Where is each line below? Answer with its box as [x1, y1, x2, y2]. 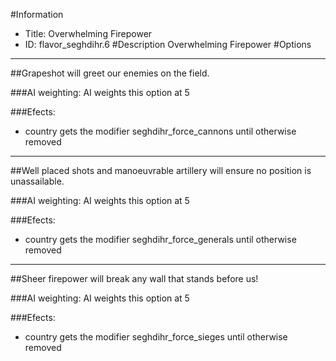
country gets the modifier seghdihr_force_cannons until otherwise [24, 125, 297, 137]
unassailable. [10, 175, 65, 187]
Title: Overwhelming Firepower [24, 28, 153, 39]
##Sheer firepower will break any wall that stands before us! [10, 273, 259, 284]
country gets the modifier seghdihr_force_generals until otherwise [24, 234, 297, 245]
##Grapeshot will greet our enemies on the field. [10, 67, 210, 79]
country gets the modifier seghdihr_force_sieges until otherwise [24, 331, 288, 343]
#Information [10, 9, 64, 20]
